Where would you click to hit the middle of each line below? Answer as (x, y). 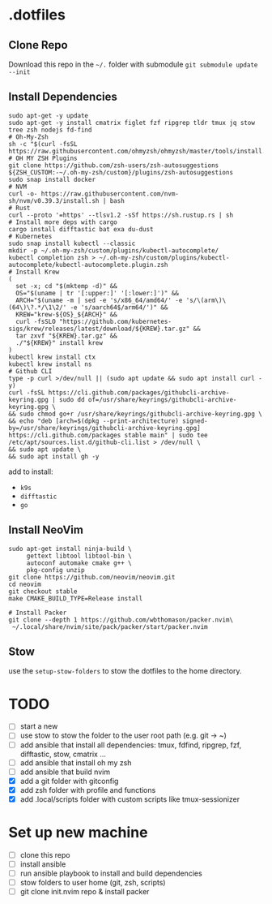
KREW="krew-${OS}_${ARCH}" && (66, 314)
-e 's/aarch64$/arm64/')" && (119, 307)
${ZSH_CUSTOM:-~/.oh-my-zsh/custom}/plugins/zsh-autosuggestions (121, 172)
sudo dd (72, 399)
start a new (39, 726)
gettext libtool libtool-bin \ (79, 556)
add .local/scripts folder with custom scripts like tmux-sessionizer (130, 799)
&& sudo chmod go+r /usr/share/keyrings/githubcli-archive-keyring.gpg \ (136, 414)
